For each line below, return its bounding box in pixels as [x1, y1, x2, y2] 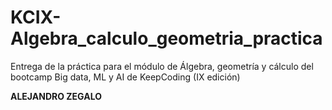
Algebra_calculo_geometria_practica [10, 27, 323, 50]
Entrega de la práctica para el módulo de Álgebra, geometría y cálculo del [10, 60, 314, 72]
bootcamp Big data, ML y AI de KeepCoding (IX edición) [10, 71, 241, 83]
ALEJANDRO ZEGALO [10, 90, 102, 102]
